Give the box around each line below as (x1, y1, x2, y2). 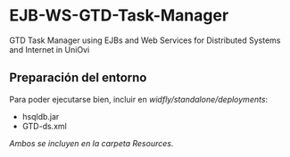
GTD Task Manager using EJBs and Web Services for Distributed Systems (9, 35, 281, 45)
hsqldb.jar (21, 111, 60, 121)
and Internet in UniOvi (9, 44, 90, 54)
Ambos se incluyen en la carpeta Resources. (9, 137, 174, 148)
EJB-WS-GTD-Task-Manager (9, 5, 229, 26)
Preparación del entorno (9, 70, 147, 86)
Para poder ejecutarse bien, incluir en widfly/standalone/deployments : (9, 94, 269, 104)
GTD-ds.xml (21, 120, 67, 131)
